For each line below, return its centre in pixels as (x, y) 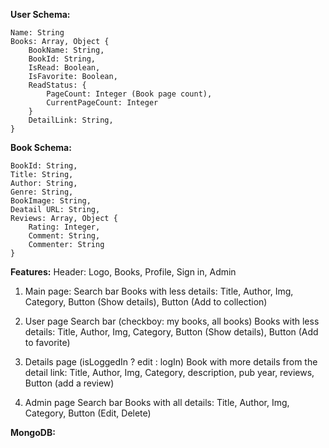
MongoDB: (33, 432)
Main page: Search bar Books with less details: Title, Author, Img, (159, 291)
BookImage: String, (51, 201)
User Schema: (40, 14)
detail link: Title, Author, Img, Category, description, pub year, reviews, (169, 372)
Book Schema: (41, 147)
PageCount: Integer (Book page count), (129, 94)
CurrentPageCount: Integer (102, 103)
